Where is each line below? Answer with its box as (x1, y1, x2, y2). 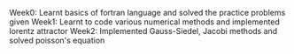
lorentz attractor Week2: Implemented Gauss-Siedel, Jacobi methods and (9, 26, 278, 36)
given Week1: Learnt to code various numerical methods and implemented (9, 17, 281, 27)
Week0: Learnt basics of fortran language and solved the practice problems (9, 8, 286, 17)
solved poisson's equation (9, 35, 105, 45)
